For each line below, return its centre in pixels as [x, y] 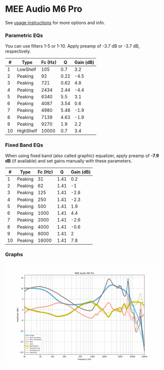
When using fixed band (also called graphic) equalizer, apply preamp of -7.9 [82, 156]
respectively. [18, 51]
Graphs [14, 255]
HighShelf [27, 131]
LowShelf [27, 69]
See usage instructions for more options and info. [55, 23]
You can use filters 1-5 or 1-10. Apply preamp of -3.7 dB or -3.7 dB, [72, 46]
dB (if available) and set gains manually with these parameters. [69, 161]
